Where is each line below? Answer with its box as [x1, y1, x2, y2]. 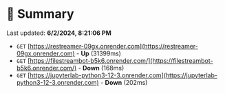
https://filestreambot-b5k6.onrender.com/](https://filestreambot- [30, 56, 213, 64]
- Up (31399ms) [76, 49, 122, 57]
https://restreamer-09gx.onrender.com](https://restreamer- [30, 42, 199, 50]
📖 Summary [6, 6, 74, 22]
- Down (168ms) [78, 64, 125, 72]
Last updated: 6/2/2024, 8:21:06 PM [6, 29, 111, 37]
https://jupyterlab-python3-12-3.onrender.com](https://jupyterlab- [30, 71, 218, 79]
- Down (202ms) [100, 78, 148, 86]
